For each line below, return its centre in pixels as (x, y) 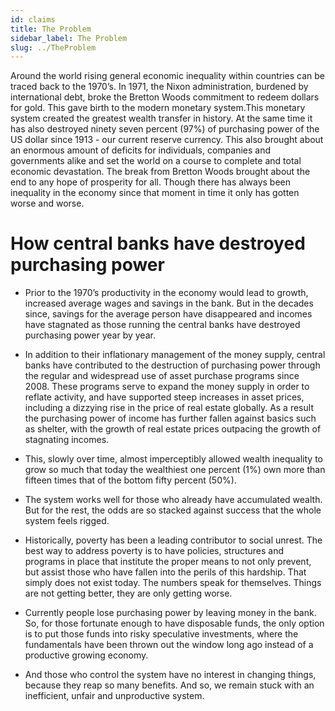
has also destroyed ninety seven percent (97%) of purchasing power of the (165, 129)
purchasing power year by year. (90, 335)
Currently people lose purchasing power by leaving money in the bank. (170, 613)
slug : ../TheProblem (53, 47)
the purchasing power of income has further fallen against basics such (170, 418)
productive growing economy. (86, 655)
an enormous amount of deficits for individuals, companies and (141, 150)
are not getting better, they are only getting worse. (128, 593)
